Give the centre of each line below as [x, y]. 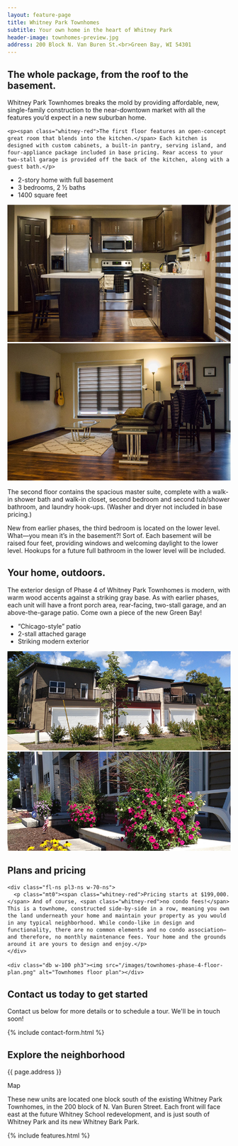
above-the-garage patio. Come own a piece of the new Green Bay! [104, 612]
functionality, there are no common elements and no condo [96, 930]
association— [207, 930]
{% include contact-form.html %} [56, 1033]
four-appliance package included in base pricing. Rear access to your [115, 152]
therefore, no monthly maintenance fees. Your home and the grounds [123, 937]
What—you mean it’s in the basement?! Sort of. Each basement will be [109, 535]
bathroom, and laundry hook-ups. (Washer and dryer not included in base [115, 507]
